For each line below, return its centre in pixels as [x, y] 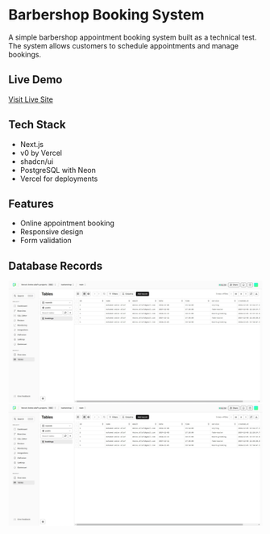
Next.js [32, 144]
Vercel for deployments [59, 179]
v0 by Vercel [41, 153]
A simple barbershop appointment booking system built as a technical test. [133, 37]
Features [31, 204]
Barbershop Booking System [106, 15]
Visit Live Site [31, 99]
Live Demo [35, 80]
